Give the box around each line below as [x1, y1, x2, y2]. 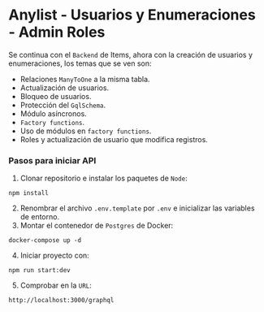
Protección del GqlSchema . [19, 100, 106, 110]
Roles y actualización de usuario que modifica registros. [19, 134, 209, 144]
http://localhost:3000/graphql [8, 297, 115, 305]
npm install [8, 189, 49, 197]
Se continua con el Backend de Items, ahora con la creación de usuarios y [8, 50, 253, 59]
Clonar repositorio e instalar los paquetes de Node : [19, 173, 188, 184]
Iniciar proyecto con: [19, 250, 89, 261]
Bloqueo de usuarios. [19, 91, 92, 101]
